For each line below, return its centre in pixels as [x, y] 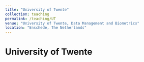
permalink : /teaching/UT [30, 19]
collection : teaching [27, 14]
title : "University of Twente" [37, 10]
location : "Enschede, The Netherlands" [46, 28]
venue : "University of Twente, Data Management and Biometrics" [72, 23]
